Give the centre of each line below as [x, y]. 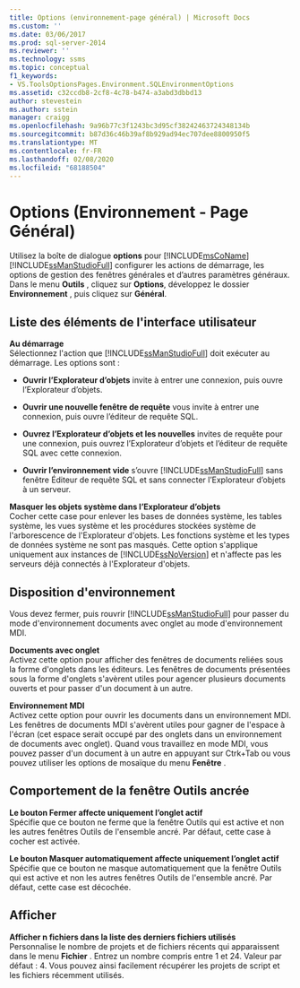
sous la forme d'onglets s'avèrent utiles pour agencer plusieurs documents [148, 679]
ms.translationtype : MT [54, 143]
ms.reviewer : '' [39, 51]
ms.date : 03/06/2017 [48, 34]
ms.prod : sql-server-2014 [57, 43]
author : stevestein [46, 101]
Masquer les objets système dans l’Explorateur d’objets [115, 507]
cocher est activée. [45, 841]
